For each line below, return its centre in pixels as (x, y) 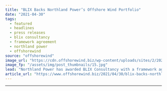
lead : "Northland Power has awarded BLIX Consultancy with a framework (81, 70)
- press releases (28, 33)
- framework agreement (33, 42)
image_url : (16, 60)
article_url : (19, 74)
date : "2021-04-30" (25, 14)
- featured (21, 23)
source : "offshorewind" (30, 56)
